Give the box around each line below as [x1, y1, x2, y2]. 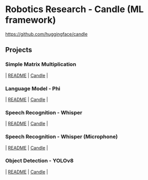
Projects [5, 46, 32, 54]
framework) [5, 14, 56, 26]
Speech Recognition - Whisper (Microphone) [5, 133, 118, 140]
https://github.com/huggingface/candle [5, 31, 88, 37]
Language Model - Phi [5, 85, 61, 92]
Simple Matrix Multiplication [5, 61, 77, 68]
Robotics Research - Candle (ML [5, 4, 144, 15]
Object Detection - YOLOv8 [5, 157, 74, 164]
